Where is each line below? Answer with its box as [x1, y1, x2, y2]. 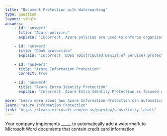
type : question [5, 12, 37, 17]
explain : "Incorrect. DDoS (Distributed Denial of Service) [18, 53, 146, 58]
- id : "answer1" [14, 26, 48, 31]
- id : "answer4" [14, 80, 48, 85]
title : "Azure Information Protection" [18, 66, 101, 72]
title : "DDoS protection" [18, 48, 72, 53]
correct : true [18, 71, 48, 76]
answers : [5, 21, 23, 26]
